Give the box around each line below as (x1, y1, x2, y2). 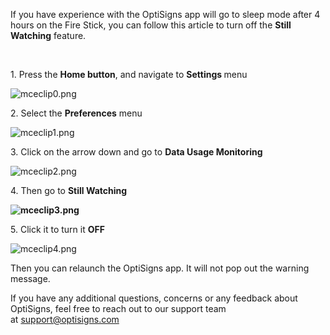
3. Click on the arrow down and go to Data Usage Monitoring (10, 146, 263, 158)
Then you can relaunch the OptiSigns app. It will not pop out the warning (10, 262, 310, 274)
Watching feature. (10, 30, 87, 41)
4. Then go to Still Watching (10, 185, 128, 196)
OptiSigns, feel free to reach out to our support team (10, 303, 227, 314)
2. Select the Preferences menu (10, 107, 143, 119)
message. (10, 273, 51, 284)
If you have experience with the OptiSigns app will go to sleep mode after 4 (10, 9, 321, 20)
